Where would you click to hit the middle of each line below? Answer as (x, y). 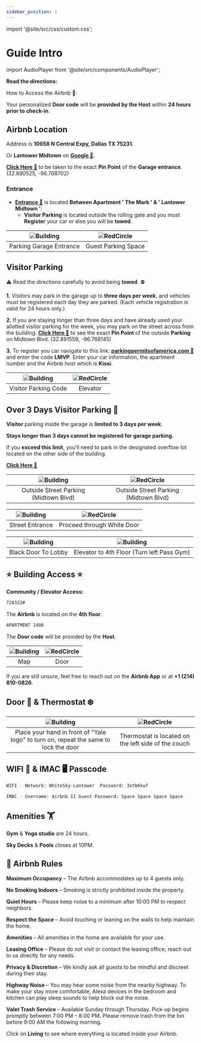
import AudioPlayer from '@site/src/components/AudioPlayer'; (83, 69)
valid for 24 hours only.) (36, 308)
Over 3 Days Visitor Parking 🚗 (62, 410)
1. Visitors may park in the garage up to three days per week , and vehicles (98, 296)
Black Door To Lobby (39, 553)
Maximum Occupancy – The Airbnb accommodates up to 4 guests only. (95, 878)
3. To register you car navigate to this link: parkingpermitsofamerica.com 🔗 (100, 351)
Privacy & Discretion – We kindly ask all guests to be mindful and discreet (97, 967)
